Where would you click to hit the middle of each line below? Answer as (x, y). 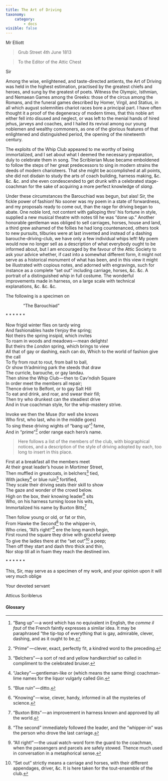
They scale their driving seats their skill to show (55, 484)
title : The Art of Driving (34, 10)
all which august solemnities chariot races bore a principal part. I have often (84, 108)
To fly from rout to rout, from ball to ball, (47, 362)
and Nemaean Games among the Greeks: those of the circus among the (80, 97)
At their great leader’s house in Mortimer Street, (55, 467)
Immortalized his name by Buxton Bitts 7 (46, 507)
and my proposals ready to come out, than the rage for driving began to (79, 207)
